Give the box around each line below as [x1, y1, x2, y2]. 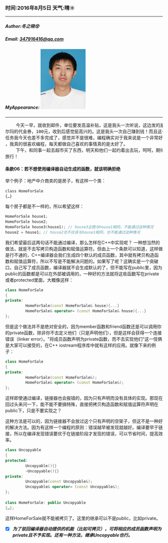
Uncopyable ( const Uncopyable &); [25, 479, 93, 484]
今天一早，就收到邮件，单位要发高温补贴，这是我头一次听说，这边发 [15, 122, 156, 128]
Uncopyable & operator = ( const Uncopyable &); [25, 485, 120, 490]
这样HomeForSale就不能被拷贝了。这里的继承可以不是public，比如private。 [5, 515, 161, 521]
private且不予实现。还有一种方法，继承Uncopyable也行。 [12, 532, 132, 538]
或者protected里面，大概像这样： [5, 277, 73, 283]
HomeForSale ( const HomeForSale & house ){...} [25, 303, 120, 308]
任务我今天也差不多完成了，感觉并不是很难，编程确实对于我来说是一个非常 [5, 135, 158, 141]
